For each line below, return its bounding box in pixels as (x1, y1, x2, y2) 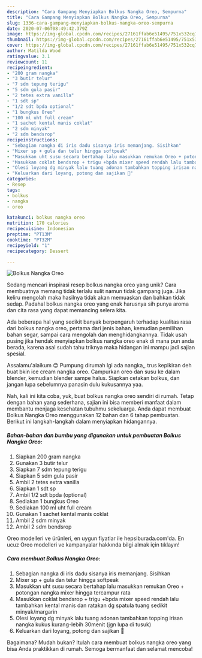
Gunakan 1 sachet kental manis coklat (15, 511, 108, 518)
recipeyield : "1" (7, 242, 50, 249)
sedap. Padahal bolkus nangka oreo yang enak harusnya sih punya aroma (7, 300, 189, 307)
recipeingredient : (7, 64, 53, 71)
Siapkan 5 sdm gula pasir (15, 472, 79, 479)
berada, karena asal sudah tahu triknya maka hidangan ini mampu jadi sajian (7, 344, 195, 351)
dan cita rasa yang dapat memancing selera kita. (7, 307, 127, 314)
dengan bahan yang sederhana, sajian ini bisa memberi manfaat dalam (7, 399, 182, 406)
